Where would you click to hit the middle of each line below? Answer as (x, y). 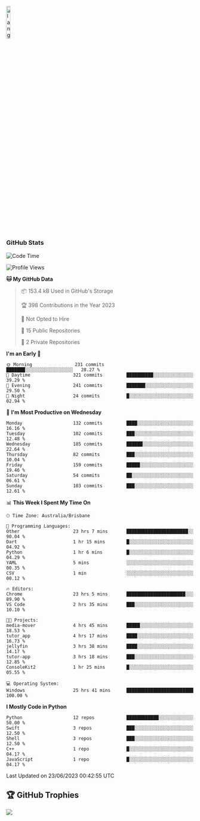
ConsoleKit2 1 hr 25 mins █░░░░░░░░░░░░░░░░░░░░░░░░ (100, 667)
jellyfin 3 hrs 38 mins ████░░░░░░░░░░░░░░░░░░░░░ (100, 646)
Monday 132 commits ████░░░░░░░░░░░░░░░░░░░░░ (100, 423)
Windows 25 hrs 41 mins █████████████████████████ (100, 690)
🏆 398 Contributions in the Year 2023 (68, 305)
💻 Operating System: (33, 684)
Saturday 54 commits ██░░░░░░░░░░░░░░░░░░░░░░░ (100, 475)
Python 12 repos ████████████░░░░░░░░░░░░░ (100, 717)
